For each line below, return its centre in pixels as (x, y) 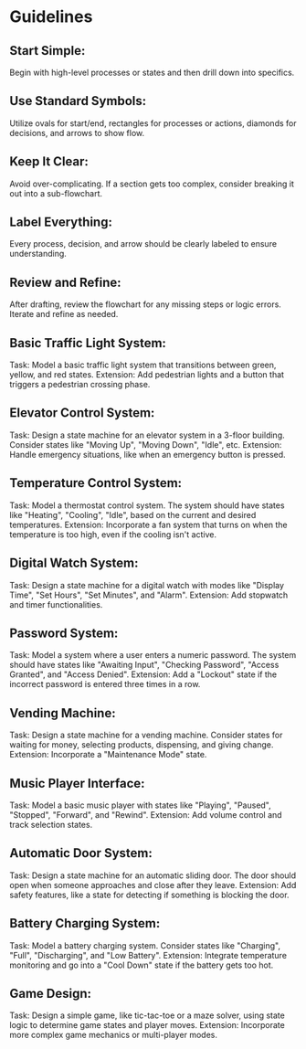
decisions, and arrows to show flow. (77, 132)
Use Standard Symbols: (78, 101)
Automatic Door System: (81, 853)
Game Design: (51, 993)
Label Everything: (61, 223)
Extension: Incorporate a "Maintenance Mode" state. (108, 755)
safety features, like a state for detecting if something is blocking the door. (149, 895)
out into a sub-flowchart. (56, 193)
